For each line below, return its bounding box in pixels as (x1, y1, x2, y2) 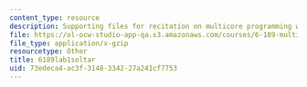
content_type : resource (9, 13, 101, 23)
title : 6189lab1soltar (9, 55, 96, 64)
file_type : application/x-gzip (9, 38, 129, 48)
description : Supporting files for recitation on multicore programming (9, 22, 292, 31)
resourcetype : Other (9, 47, 89, 56)
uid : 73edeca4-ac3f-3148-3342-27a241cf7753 (9, 64, 178, 73)
